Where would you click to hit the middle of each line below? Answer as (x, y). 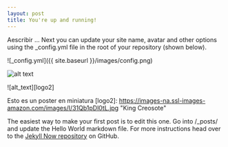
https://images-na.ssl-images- (162, 100)
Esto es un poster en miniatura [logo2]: (62, 100)
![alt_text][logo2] (31, 87)
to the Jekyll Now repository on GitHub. (63, 136)
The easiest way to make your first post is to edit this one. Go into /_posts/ (113, 121)
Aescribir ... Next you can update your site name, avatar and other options (112, 39)
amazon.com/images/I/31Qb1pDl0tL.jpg (63, 108)
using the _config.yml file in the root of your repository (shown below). (107, 47)
